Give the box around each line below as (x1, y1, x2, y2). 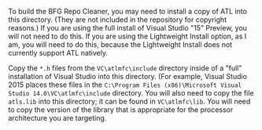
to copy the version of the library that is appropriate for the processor (8, 105, 234, 114)
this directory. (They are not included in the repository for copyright (8, 15, 227, 24)
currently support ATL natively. (8, 49, 109, 57)
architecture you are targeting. (8, 114, 107, 122)
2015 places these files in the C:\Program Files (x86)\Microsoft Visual (8, 80, 242, 89)
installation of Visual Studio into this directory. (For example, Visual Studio (8, 72, 248, 81)
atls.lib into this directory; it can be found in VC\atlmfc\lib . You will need (8, 97, 251, 106)
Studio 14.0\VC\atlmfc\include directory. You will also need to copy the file (8, 88, 254, 97)
